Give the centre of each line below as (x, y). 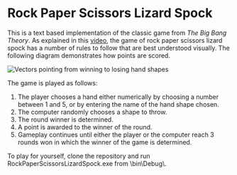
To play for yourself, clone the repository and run (79, 156)
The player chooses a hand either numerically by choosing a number (118, 97)
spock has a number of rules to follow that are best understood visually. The (119, 48)
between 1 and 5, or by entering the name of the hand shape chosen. (118, 104)
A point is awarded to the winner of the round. (85, 127)
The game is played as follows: (53, 83)
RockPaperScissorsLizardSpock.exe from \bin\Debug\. (87, 163)
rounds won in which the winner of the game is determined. (105, 142)
